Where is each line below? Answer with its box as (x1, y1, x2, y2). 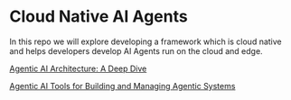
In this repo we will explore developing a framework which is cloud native (9, 36, 282, 47)
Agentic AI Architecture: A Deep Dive (9, 63, 147, 74)
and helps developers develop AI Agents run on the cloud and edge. (9, 45, 264, 56)
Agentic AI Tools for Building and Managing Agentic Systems (9, 80, 236, 91)
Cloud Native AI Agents (9, 6, 188, 27)
